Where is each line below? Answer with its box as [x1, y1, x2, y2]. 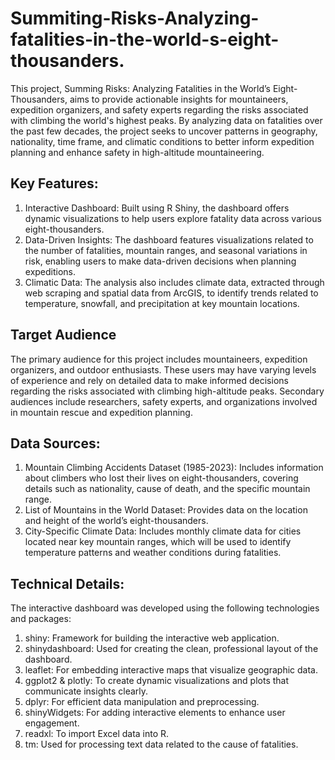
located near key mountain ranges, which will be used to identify [24, 536, 292, 548]
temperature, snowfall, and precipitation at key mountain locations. [24, 297, 300, 309]
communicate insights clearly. [24, 685, 149, 697]
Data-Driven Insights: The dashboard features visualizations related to [24, 233, 314, 246]
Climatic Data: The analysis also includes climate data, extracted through [24, 276, 325, 288]
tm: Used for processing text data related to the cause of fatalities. [24, 738, 299, 751]
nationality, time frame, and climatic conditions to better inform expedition [10, 135, 315, 147]
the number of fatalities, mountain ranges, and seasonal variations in [24, 244, 308, 256]
